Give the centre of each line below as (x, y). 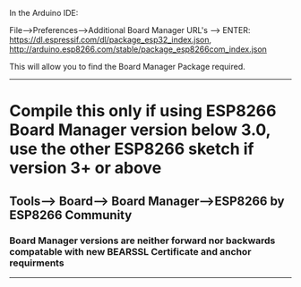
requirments (37, 263)
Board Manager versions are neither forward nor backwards (142, 241)
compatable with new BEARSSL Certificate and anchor (130, 251)
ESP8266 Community (71, 215)
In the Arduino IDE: (44, 13)
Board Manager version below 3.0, (140, 130)
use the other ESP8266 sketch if (132, 149)
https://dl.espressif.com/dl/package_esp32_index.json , (111, 40)
